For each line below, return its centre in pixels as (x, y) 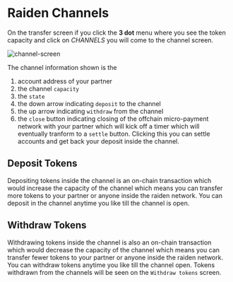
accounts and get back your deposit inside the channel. (98, 141)
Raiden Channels (58, 13)
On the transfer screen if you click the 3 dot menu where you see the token (116, 33)
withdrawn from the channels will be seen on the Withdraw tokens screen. (114, 272)
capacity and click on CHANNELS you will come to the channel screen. (110, 40)
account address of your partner (65, 81)
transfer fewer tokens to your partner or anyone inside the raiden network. (115, 257)
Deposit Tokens (42, 164)
